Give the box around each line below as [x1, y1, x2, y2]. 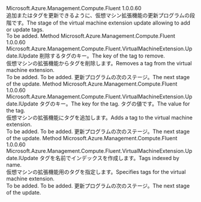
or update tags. [6, 26, 44, 33]
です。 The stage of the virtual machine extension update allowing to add [11, 19, 191, 26]
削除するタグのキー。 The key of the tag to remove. [39, 52, 165, 59]
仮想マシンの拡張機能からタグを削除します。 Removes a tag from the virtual [6, 60, 192, 67]
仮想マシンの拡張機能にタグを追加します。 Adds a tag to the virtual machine [6, 114, 193, 121]
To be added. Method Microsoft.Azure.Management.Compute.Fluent [6, 32, 176, 40]
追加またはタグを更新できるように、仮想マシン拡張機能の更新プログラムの [6, 12, 190, 19]
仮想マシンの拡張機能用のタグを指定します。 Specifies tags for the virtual [6, 168, 186, 175]
